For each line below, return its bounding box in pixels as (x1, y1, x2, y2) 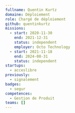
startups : (5, 63, 26, 68)
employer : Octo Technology (14, 44, 70, 49)
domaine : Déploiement (5, 12, 50, 17)
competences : (5, 91, 32, 96)
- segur (9, 86, 26, 91)
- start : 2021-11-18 (9, 49, 52, 54)
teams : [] (5, 100, 26, 105)
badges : (5, 81, 21, 86)
